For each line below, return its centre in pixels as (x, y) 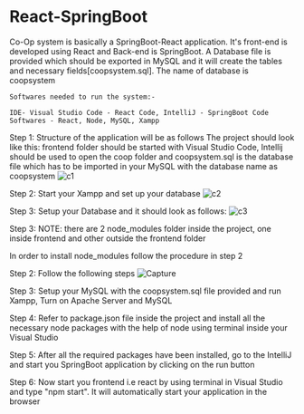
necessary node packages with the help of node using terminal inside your (148, 327)
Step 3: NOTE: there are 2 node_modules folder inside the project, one (140, 228)
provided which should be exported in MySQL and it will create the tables (146, 61)
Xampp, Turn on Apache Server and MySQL (91, 300)
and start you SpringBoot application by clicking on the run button (132, 364)
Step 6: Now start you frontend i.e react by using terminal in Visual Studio (146, 381)
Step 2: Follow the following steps (72, 273)
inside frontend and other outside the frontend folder (108, 238)
